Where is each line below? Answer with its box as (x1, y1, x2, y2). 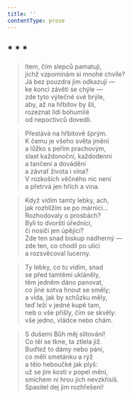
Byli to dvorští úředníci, (24, 219, 92, 228)
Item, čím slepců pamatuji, (24, 62, 102, 71)
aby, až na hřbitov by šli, (24, 101, 97, 109)
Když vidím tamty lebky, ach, (24, 196, 109, 205)
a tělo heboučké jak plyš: (24, 360, 98, 369)
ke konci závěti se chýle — (24, 85, 103, 93)
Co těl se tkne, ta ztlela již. (24, 337, 102, 346)
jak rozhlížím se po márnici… (24, 204, 109, 213)
